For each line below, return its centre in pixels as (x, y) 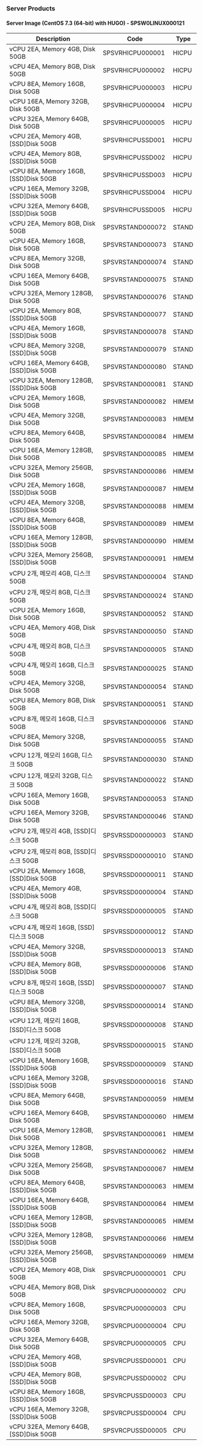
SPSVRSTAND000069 (134, 1256)
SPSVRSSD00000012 (134, 932)
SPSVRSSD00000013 (134, 950)
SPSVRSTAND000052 (134, 614)
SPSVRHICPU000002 (134, 70)
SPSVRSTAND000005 (134, 650)
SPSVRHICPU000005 (134, 123)
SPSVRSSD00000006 (134, 968)
